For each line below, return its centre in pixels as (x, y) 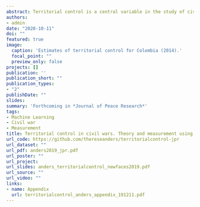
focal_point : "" (32, 56)
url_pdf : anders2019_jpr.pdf (42, 150)
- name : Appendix (28, 189)
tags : (13, 112)
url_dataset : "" (26, 145)
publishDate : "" (26, 95)
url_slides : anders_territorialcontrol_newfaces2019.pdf (78, 167)
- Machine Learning (30, 117)
